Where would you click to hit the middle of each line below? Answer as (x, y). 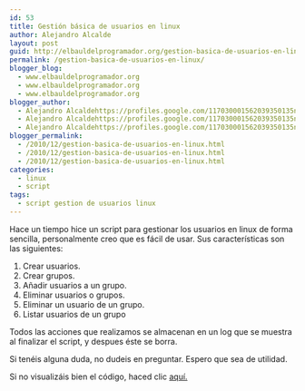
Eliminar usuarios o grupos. (74, 295)
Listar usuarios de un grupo (74, 314)
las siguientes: (36, 248)
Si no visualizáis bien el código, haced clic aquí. (98, 376)
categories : (32, 170)
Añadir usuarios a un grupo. (74, 285)
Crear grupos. (49, 275)
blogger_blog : (36, 69)
